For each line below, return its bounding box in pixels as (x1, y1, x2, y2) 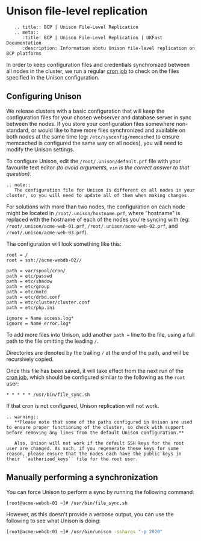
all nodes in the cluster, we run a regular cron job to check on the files (6, 67, 179, 75)
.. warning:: (6, 414, 39, 420)
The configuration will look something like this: (6, 240, 122, 248)
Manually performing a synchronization (6, 472, 158, 483)
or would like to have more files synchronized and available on (31, 127, 185, 134)
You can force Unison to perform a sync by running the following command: (6, 488, 194, 495)
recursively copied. (6, 355, 54, 363)
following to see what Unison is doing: (6, 517, 101, 525)
